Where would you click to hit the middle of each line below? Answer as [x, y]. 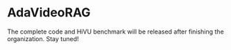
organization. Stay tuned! [43, 38]
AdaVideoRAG [49, 13]
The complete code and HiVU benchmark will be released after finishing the [115, 32]
